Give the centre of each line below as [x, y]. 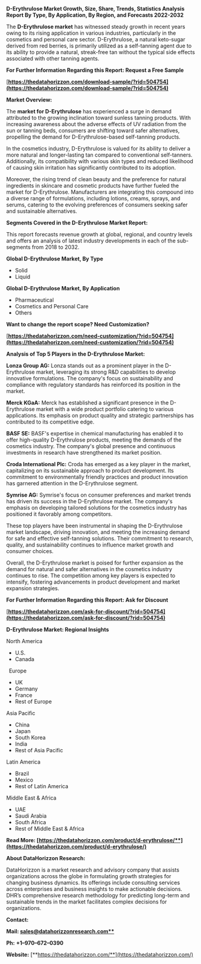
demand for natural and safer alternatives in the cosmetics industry [89, 569]
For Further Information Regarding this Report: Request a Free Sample [95, 70]
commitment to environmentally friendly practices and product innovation [97, 477]
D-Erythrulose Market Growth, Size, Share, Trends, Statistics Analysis [95, 9]
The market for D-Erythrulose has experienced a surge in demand [89, 111]
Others [23, 313]
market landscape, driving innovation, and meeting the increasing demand [98, 532]
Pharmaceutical [34, 300]
